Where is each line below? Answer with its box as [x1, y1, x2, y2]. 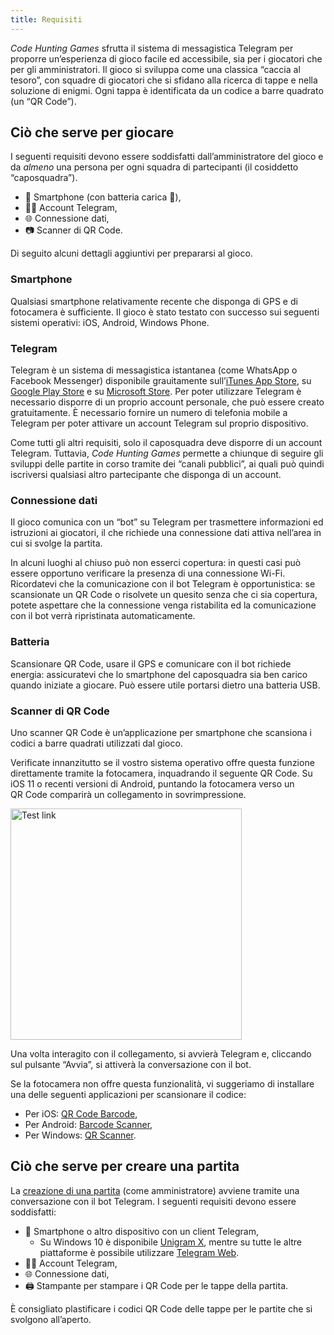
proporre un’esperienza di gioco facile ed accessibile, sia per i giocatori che [10, 52, 323, 65]
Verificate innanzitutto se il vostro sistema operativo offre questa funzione [10, 756, 315, 768]
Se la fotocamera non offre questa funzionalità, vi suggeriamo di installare [10, 1077, 315, 1090]
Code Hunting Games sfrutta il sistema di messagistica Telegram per [10, 42, 294, 54]
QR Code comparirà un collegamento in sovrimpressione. [10, 788, 247, 800]
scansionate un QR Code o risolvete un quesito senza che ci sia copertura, [10, 589, 318, 601]
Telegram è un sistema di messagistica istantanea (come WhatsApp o [10, 364, 298, 376]
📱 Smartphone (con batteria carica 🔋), [24, 191, 182, 203]
